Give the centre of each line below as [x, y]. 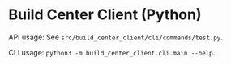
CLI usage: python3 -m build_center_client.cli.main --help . [112, 52]
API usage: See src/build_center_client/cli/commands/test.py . [115, 37]
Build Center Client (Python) [105, 15]
